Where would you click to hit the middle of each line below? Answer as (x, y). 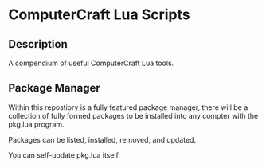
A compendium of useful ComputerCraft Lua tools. (91, 63)
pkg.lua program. (37, 124)
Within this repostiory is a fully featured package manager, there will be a (128, 107)
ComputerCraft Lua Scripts (99, 15)
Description (38, 44)
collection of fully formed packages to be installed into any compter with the (133, 115)
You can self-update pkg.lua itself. (65, 155)
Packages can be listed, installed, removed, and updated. (102, 139)
